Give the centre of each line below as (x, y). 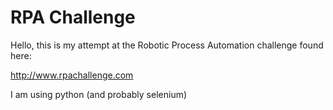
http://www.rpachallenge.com (72, 75)
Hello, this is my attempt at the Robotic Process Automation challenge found (167, 45)
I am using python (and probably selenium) (99, 94)
